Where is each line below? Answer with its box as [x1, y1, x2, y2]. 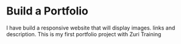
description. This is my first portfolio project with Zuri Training [6, 30, 161, 37]
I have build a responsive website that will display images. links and [6, 24, 176, 31]
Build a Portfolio [6, 4, 88, 18]
